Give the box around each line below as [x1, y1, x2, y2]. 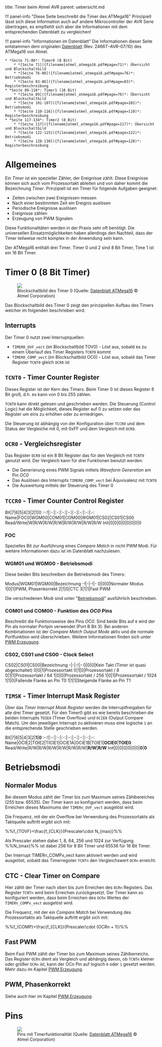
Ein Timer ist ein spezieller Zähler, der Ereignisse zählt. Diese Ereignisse [5, 175, 148, 181]
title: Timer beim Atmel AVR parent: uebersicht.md [5, 4, 105, 10]
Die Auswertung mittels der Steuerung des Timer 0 [12, 482, 114, 488]
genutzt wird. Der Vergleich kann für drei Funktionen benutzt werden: [5, 458, 144, 464]
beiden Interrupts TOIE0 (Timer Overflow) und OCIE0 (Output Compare [5, 715, 144, 721]
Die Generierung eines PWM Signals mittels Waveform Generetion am [12, 467, 151, 473]
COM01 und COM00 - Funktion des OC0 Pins [5, 607, 113, 614]
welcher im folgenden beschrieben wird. [5, 307, 86, 313]
